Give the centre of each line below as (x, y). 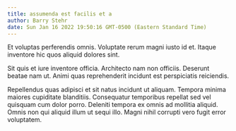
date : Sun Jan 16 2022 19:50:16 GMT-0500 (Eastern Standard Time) (107, 27)
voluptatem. (25, 120)
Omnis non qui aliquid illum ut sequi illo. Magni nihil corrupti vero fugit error (117, 112)
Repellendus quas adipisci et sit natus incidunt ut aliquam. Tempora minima (117, 90)
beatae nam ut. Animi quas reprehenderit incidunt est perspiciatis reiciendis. (118, 76)
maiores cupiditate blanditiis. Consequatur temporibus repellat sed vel (109, 97)
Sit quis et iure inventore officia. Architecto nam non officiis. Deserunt (108, 69)
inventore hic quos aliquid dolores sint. (64, 55)
